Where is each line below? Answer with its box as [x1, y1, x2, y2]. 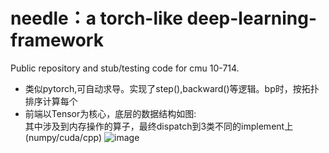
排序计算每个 [24, 95, 78, 107]
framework [10, 29, 104, 52]
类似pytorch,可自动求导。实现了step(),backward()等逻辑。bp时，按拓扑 [24, 82, 320, 94]
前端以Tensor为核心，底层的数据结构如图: [24, 107, 197, 119]
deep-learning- [186, 7, 317, 30]
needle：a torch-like [10, 7, 183, 30]
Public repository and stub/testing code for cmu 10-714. [10, 62, 240, 74]
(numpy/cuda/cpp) [24, 131, 103, 143]
